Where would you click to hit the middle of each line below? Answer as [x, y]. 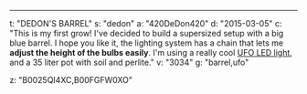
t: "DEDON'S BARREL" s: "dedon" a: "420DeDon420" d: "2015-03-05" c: [146, 23]
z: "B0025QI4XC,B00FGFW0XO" [71, 80]
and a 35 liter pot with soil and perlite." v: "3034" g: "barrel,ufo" [129, 62]
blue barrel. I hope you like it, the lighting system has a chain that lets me [147, 43]
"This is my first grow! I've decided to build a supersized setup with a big [147, 33]
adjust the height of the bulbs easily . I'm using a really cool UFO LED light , [151, 52]
